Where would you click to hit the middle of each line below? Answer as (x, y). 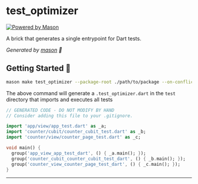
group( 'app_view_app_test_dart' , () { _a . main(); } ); (79, 153)
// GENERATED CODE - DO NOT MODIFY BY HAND (60, 110)
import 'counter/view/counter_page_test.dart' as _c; (74, 137)
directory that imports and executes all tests (60, 99)
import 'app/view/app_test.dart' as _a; (57, 126)
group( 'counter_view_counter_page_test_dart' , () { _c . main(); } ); (96, 164)
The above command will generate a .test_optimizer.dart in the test (91, 93)
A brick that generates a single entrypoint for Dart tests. (74, 38)
